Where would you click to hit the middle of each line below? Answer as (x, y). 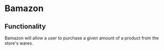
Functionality (25, 26)
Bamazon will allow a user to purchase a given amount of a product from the (82, 38)
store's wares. (19, 43)
